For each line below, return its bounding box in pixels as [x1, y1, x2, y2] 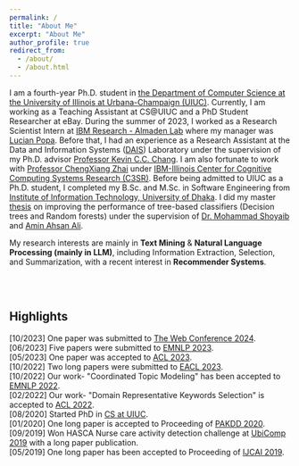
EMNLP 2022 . [9, 380, 61, 391]
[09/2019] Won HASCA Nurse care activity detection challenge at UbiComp [9, 428, 287, 438]
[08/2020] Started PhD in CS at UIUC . [9, 408, 149, 420]
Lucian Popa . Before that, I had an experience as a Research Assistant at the [9, 135, 290, 146]
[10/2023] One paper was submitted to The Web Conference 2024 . [9, 332, 256, 344]
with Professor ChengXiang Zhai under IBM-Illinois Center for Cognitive [9, 162, 272, 174]
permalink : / [9, 12, 58, 22]
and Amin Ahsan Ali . [9, 220, 84, 230]
